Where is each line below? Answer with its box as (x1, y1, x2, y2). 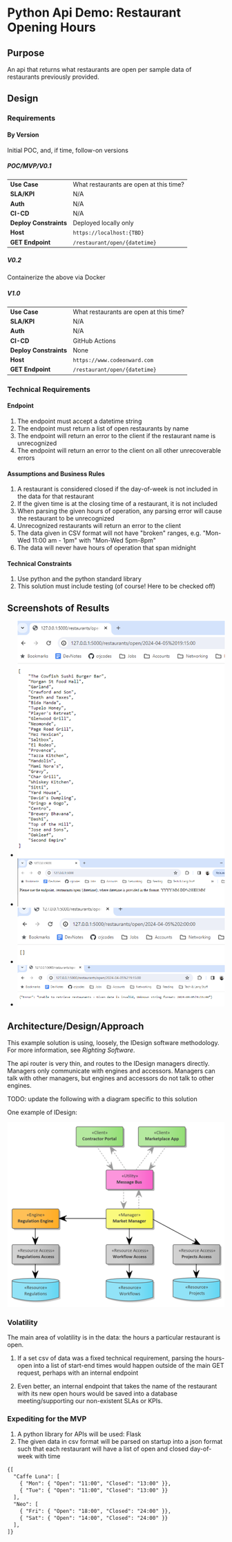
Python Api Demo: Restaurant (7, 5, 182, 21)
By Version (7, 130, 39, 139)
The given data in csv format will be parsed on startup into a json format (17, 1437, 223, 1445)
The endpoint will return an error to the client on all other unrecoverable (17, 446, 222, 455)
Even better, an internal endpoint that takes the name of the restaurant (17, 1382, 217, 1391)
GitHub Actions (72, 337, 116, 345)
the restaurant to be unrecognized (17, 514, 115, 523)
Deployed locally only (72, 219, 134, 227)
